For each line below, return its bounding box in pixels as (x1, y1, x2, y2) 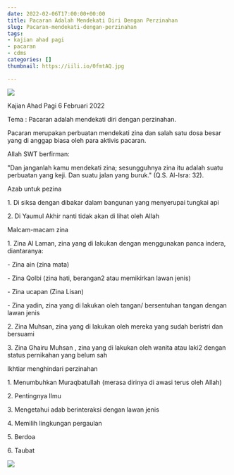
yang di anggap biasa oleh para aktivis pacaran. (7, 136, 147, 144)
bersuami (7, 329, 35, 338)
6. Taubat (7, 446, 35, 455)
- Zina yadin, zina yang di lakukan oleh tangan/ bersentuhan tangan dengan (7, 300, 227, 310)
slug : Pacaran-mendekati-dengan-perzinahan (7, 23, 137, 30)
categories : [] (7, 56, 52, 63)
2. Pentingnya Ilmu (7, 391, 61, 400)
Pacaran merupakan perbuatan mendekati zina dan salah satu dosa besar (7, 128, 221, 137)
